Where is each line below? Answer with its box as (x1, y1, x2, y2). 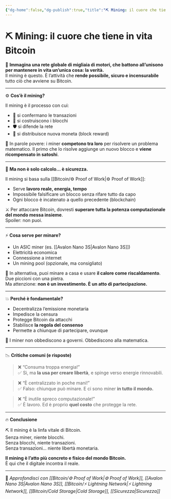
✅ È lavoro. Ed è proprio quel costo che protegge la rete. (17, 401, 137, 407)
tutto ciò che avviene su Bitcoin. (5, 77, 73, 84)
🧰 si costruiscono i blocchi (12, 118, 68, 124)
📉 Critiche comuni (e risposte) (5, 352, 72, 358)
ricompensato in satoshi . (5, 151, 59, 157)
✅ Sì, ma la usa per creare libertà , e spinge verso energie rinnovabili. (17, 370, 163, 376)
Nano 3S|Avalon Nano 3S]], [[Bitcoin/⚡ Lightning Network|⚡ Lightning (5, 481, 152, 487)
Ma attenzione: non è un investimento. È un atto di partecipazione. (5, 281, 148, 287)
